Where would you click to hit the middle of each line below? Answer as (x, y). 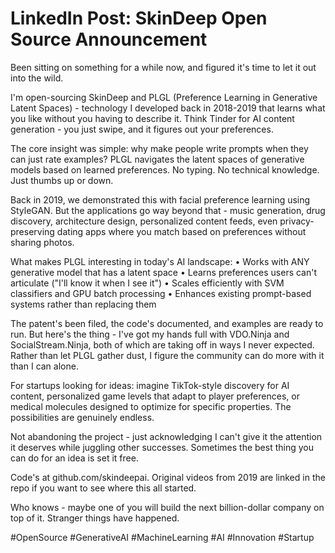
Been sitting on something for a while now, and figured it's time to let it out (163, 67)
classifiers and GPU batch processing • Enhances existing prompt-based (161, 293)
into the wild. (37, 78)
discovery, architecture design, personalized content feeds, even (144, 221)
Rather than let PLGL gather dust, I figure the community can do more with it (167, 355)
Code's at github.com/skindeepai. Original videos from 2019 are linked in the (168, 477)
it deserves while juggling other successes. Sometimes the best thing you (162, 447)
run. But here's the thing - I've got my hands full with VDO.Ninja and (150, 334)
